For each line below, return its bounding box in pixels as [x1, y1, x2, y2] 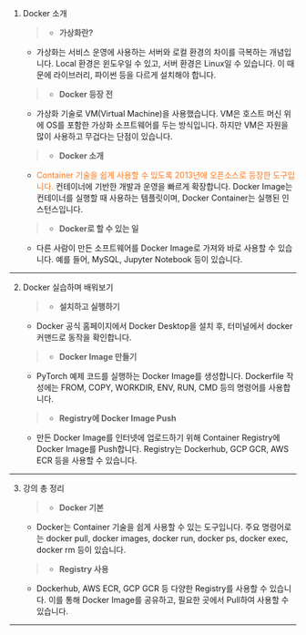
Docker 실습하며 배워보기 [22, 282, 114, 292]
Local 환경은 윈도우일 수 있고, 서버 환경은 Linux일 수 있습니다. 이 [56, 58, 285, 68]
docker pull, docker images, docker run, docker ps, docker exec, [46, 533, 289, 544]
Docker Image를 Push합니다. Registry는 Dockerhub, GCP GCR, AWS [36, 444, 290, 454]
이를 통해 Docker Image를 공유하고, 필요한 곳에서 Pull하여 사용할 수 [48, 595, 290, 605]
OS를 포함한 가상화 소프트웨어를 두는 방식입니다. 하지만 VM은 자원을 [46, 119, 289, 130]
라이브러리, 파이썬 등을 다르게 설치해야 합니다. [53, 69, 217, 80]
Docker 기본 [58, 502, 105, 513]
